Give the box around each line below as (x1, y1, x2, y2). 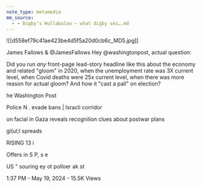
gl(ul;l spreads (6, 128, 43, 135)
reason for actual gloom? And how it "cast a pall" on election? (6, 80, 161, 87)
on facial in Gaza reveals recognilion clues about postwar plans (6, 115, 165, 123)
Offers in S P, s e (6, 151, 49, 159)
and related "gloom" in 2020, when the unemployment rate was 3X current (6, 67, 193, 74)
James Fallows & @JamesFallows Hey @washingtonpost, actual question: (6, 49, 192, 56)
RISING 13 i (6, 139, 35, 146)
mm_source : (6, 15, 34, 21)
